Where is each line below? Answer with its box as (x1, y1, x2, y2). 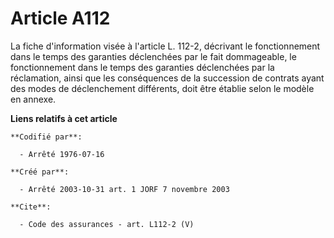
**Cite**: (10, 202, 52, 212)
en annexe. (10, 93, 57, 105)
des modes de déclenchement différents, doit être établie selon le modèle (10, 82, 315, 94)
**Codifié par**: (10, 132, 83, 142)
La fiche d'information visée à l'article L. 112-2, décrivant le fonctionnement (10, 40, 321, 52)
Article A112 (10, 7, 111, 30)
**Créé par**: (10, 167, 70, 177)
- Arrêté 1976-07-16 (19, 149, 105, 159)
